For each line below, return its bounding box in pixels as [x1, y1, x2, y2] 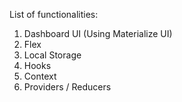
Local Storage [23, 49, 82, 61]
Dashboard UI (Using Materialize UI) [23, 28, 173, 39]
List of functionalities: [9, 9, 99, 20]
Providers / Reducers [23, 81, 112, 93]
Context [23, 70, 57, 82]
